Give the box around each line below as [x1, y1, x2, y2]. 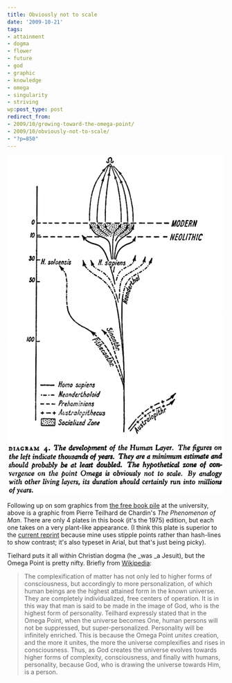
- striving [7, 99, 39, 106]
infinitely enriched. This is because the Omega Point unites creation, [24, 630, 220, 639]
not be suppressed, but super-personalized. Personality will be [24, 623, 204, 632]
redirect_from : [7, 113, 51, 120]
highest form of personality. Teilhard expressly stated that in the [24, 609, 207, 617]
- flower [7, 48, 33, 55]
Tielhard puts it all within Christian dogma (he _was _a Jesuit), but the [7, 551, 206, 560]
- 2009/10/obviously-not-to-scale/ [7, 128, 110, 135]
